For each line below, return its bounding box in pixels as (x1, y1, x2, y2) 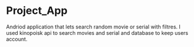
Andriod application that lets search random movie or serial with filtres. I (6, 23, 181, 30)
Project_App (6, 4, 68, 17)
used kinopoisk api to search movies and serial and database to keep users (6, 29, 189, 36)
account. (6, 35, 28, 42)
